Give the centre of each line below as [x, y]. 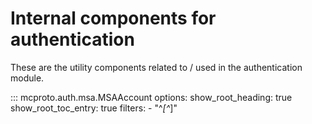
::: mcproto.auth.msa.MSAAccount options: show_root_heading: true [151, 97]
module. [27, 78]
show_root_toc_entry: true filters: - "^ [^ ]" [94, 108]
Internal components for [113, 18]
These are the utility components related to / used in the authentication [156, 67]
